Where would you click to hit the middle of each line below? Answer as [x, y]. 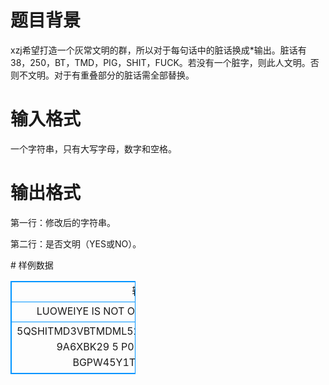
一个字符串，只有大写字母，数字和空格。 [93, 148]
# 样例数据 [32, 265]
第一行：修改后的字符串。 [63, 222]
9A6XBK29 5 [87, 346]
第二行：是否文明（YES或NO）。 [76, 243]
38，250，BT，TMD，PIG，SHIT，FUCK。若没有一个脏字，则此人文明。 [160, 62]
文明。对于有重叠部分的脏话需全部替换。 [111, 75]
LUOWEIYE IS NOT [80, 311]
